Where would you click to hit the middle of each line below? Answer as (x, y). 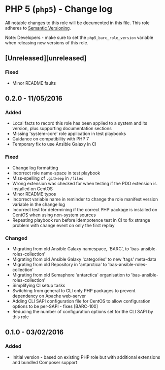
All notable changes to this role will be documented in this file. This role (77, 23)
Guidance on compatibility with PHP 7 (50, 139)
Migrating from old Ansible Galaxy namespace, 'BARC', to (70, 249)
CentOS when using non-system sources (54, 215)
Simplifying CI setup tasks (39, 285)
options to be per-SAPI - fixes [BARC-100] (55, 306)
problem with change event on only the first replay (63, 225)
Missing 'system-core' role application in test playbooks (69, 134)
